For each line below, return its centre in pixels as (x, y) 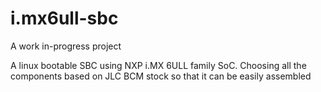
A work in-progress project (66, 46)
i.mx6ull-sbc (64, 18)
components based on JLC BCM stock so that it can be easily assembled (161, 76)
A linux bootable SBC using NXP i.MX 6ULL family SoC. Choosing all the (158, 65)
